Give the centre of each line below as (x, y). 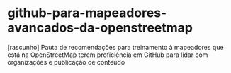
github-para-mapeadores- (87, 13)
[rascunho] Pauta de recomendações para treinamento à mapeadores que (116, 47)
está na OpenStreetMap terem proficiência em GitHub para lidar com (108, 55)
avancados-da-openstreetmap (100, 28)
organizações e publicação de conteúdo (66, 62)
